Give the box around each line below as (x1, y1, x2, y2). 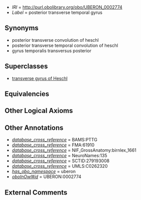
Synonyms (4, 24, 39, 32)
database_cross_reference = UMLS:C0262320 (11, 163, 108, 169)
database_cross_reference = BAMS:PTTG (11, 137, 98, 143)
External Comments (4, 188, 68, 197)
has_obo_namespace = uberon (11, 169, 76, 175)
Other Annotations (4, 123, 64, 132)
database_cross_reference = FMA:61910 (11, 142, 95, 148)
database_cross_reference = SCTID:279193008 (11, 158, 110, 164)
